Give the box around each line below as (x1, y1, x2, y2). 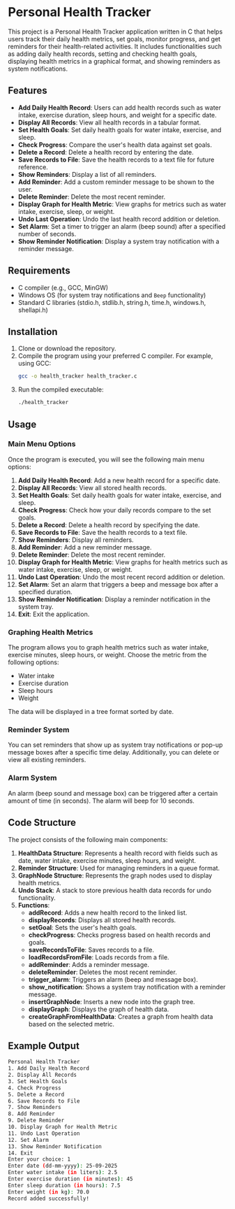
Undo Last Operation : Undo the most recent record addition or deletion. (17, 573, 225, 581)
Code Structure (8, 817, 76, 829)
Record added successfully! (8, 1195, 90, 1202)
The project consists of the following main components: (8, 835, 168, 843)
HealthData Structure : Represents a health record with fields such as (17, 849, 218, 857)
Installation (8, 326, 58, 338)
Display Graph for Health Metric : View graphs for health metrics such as (17, 557, 228, 566)
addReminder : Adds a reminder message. (28, 960, 149, 968)
